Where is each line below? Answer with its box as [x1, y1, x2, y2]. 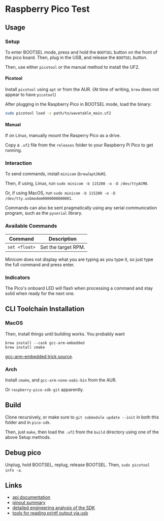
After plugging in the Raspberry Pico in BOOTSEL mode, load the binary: [5, 101, 152, 107]
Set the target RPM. [40, 243, 85, 250]
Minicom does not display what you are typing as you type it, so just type [5, 256, 154, 262]
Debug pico [5, 449, 41, 457]
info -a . [5, 467, 22, 473]
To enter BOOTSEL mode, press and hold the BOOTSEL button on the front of [5, 49, 158, 55]
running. [5, 147, 22, 153]
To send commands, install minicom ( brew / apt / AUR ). [5, 171, 107, 177]
